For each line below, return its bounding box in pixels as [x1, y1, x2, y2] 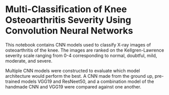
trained [5, 78, 20, 84]
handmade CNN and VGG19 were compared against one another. [5, 83, 142, 89]
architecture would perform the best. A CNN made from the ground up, [5, 73, 154, 79]
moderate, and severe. [5, 58, 53, 64]
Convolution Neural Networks [5, 25, 133, 36]
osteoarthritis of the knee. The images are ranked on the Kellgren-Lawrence [5, 47, 164, 53]
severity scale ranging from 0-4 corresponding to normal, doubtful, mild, [5, 52, 157, 59]
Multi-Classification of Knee [5, 4, 127, 15]
